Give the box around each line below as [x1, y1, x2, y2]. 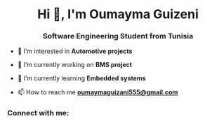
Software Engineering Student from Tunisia [42, 31, 194, 41]
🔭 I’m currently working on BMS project [17, 61, 132, 69]
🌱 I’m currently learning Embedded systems [17, 74, 146, 82]
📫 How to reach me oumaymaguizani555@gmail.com [17, 88, 178, 96]
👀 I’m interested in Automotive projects [17, 47, 133, 55]
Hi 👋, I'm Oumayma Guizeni [37, 6, 199, 22]
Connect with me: [7, 108, 70, 118]
